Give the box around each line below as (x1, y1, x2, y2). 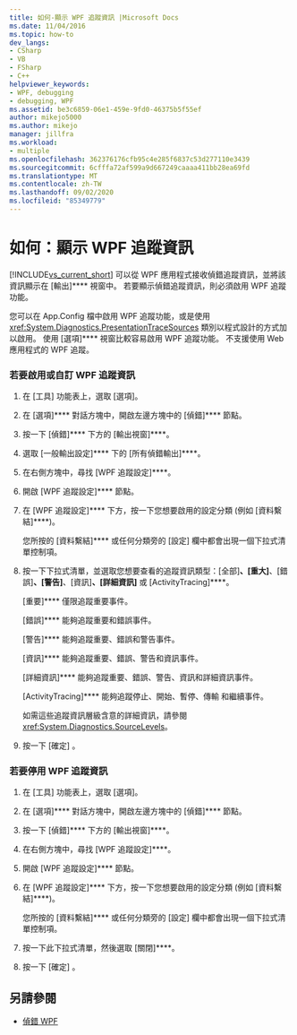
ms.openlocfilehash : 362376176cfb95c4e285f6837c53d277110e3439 (9, 154, 250, 164)
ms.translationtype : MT (9, 171, 98, 180)
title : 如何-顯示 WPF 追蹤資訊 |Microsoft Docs (9, 13, 179, 22)
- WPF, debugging (9, 88, 74, 97)
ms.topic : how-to (9, 30, 74, 39)
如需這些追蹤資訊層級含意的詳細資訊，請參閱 (21, 710, 188, 721)
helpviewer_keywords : (9, 80, 90, 89)
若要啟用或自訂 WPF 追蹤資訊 (9, 368, 136, 381)
